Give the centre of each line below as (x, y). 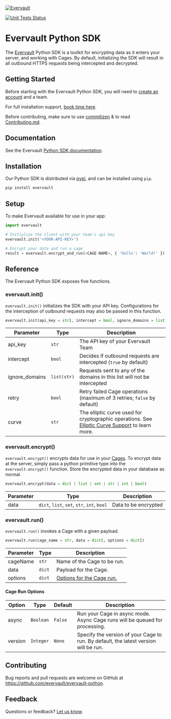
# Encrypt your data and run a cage (44, 248)
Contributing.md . (23, 122)
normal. (13, 474)
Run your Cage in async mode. (114, 614)
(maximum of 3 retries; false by (117, 398)
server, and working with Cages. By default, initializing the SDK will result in (84, 58)
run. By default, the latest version (117, 641)
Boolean (40, 620)
